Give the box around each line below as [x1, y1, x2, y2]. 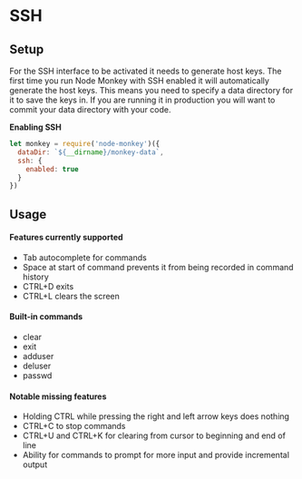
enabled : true [25, 164, 79, 173]
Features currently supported [9, 232, 124, 243]
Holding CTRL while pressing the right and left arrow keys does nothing [22, 411, 290, 422]
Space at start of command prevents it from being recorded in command [22, 261, 294, 272]
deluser [22, 360, 52, 372]
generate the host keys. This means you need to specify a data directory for [9, 85, 293, 95]
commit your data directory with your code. [9, 104, 171, 114]
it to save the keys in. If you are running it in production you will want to [9, 94, 276, 105]
